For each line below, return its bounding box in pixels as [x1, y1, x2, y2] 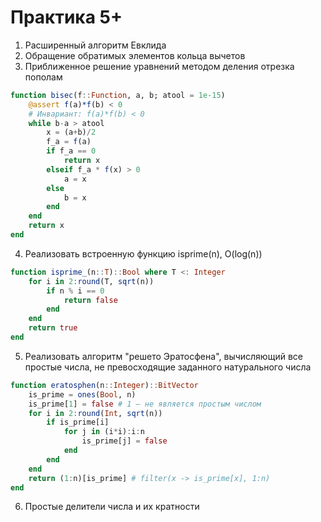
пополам [24, 71, 63, 83]
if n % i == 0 [46, 286, 105, 296]
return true [28, 323, 78, 333]
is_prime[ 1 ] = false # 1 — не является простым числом [28, 399, 262, 409]
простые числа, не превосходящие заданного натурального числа [24, 361, 312, 373]
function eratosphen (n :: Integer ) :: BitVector [10, 380, 199, 390]
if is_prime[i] [46, 417, 110, 428]
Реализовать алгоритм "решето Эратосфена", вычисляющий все [24, 350, 303, 362]
